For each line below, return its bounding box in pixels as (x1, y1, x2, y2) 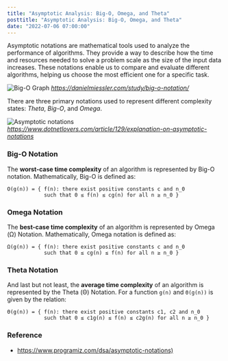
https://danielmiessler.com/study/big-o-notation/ (51, 84, 190, 92)
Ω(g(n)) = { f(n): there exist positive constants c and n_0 (7, 243, 186, 250)
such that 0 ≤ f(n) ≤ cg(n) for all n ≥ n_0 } (43, 191, 179, 199)
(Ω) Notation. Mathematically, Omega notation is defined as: (7, 230, 177, 238)
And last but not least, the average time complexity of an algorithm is (7, 281, 204, 289)
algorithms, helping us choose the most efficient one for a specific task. (7, 71, 210, 79)
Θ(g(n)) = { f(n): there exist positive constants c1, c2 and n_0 (7, 309, 201, 316)
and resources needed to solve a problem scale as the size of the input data (7, 56, 221, 64)
